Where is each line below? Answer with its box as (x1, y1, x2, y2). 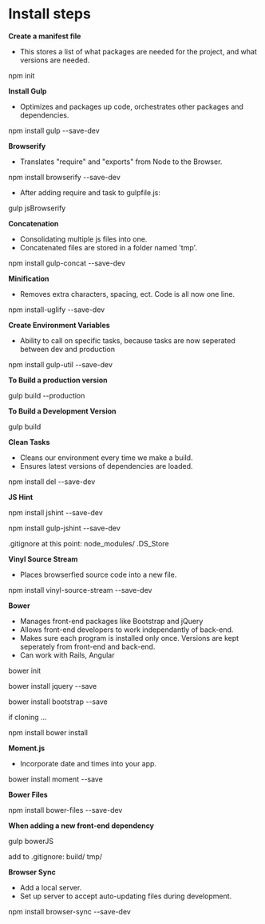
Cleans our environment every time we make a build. (19, 453, 193, 462)
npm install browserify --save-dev (8, 172, 121, 182)
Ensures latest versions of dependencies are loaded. (19, 461, 193, 470)
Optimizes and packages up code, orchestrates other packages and (19, 102, 243, 111)
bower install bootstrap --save (8, 697, 108, 706)
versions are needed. (19, 55, 90, 65)
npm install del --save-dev (8, 477, 96, 486)
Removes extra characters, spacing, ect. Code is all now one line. (19, 289, 235, 298)
